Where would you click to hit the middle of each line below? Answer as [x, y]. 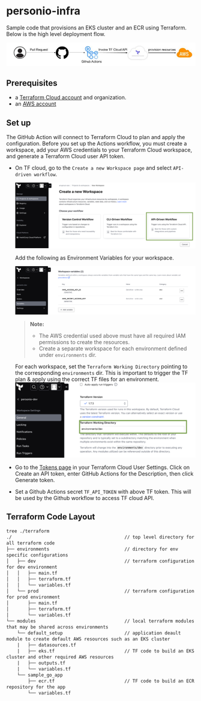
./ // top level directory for [100, 537]
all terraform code [31, 543]
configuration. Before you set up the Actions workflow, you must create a [97, 144]
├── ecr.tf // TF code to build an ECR [111, 681]
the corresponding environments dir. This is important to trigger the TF [101, 373]
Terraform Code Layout [51, 517]
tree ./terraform [28, 531]
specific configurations [37, 555]
